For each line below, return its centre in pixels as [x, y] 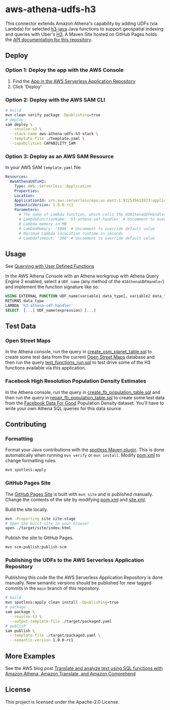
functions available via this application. [46, 368]
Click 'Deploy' [27, 86]
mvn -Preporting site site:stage [40, 519]
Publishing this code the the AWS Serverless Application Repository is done [84, 577]
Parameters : [27, 210]
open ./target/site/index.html [38, 528]
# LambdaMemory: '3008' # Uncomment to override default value [87, 229]
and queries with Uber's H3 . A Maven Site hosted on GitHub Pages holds [81, 34]
